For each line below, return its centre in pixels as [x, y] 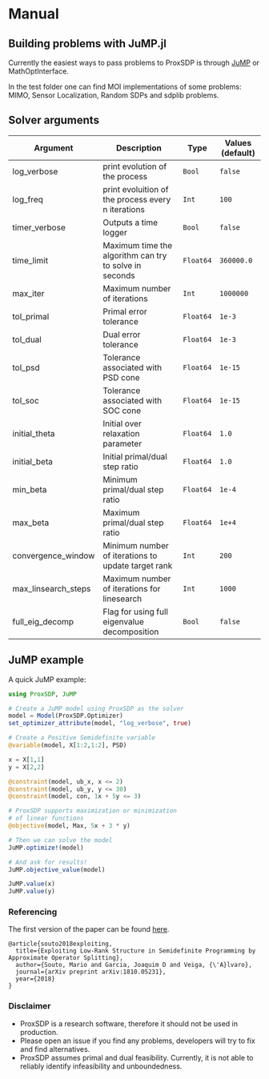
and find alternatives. [55, 1049]
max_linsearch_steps [52, 588]
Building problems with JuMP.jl [87, 44]
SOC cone [122, 411]
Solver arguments [54, 120]
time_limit [30, 260]
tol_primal [31, 316]
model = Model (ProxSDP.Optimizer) [66, 716]
